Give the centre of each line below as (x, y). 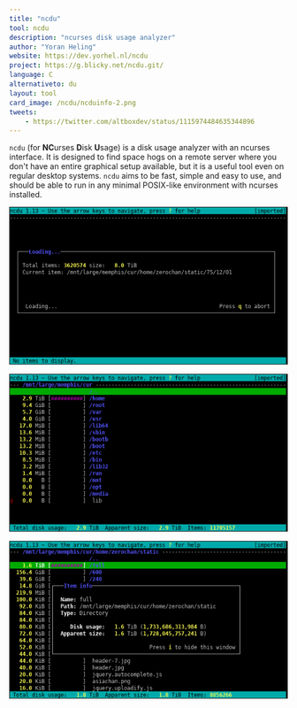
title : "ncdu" (35, 19)
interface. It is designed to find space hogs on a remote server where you (143, 157)
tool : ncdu (29, 28)
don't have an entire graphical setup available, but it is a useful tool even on (147, 166)
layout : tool (33, 93)
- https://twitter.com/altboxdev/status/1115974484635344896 (140, 121)
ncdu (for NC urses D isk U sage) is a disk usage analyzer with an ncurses (140, 148)
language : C (31, 75)
